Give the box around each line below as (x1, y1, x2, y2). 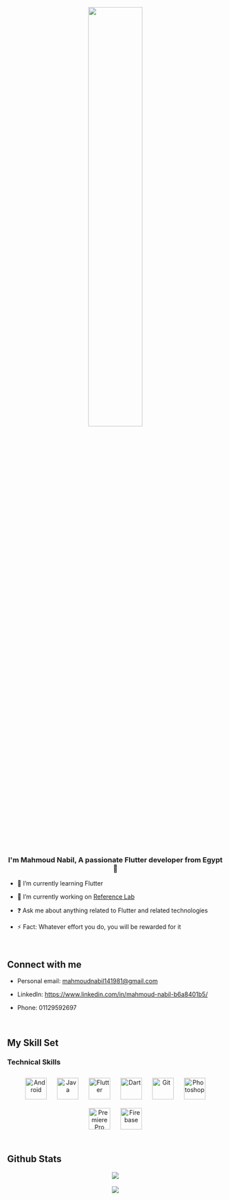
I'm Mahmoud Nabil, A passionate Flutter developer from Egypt (8, 855, 223, 864)
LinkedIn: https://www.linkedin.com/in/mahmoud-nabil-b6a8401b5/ (16, 990, 208, 998)
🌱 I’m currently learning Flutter (16, 879, 104, 888)
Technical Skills (7, 1058, 61, 1067)
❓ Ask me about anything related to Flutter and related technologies (16, 906, 208, 914)
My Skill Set (7, 1037, 59, 1049)
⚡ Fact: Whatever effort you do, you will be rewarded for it (16, 923, 181, 931)
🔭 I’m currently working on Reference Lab (16, 892, 135, 901)
